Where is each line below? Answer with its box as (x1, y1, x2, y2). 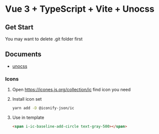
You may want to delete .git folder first (5, 36, 83, 42)
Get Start (5, 23, 33, 31)
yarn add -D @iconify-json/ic (12, 106, 75, 111)
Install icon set (12, 96, 42, 102)
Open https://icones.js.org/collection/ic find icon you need (12, 87, 131, 93)
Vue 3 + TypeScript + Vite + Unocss (5, 3, 155, 15)
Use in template (12, 114, 44, 120)
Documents (5, 50, 42, 58)
